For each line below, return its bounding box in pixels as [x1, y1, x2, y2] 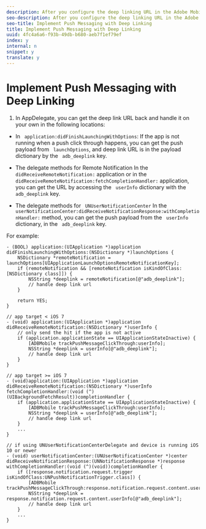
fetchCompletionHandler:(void [6, 388, 84, 395]
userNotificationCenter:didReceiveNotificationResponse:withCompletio [15, 208, 200, 214]
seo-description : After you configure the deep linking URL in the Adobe [6, 15, 199, 21]
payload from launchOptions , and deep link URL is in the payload [15, 145, 181, 153]
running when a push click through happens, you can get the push [15, 139, 183, 146]
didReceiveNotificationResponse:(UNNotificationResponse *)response [6, 458, 185, 464]
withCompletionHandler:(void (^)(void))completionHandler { [6, 463, 164, 470]
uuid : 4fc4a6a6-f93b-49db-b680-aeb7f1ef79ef [6, 32, 122, 38]
